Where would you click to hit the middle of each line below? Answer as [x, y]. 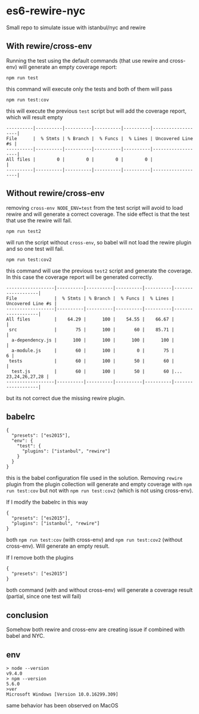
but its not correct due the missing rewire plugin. [66, 398]
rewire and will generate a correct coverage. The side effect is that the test [98, 214]
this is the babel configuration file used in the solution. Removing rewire [94, 478]
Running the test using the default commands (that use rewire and [87, 60]
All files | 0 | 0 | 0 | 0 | [80, 159]
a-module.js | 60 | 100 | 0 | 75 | [93, 350]
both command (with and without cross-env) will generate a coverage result [99, 590]
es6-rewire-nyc [46, 11]
